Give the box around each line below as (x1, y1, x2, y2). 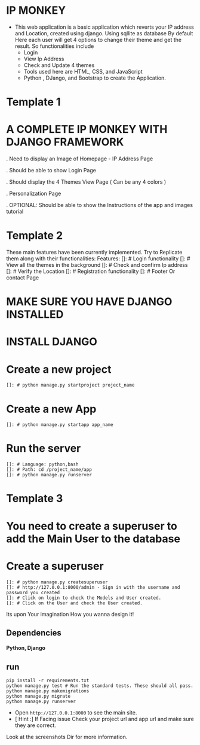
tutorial (6, 208, 24, 215)
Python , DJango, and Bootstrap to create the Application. (23, 74, 166, 81)
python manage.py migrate (6, 694, 70, 700)
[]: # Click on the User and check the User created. (6, 600, 143, 606)
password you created (6, 589, 60, 595)
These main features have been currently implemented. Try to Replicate (6, 249, 183, 256)
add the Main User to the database (6, 532, 181, 545)
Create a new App (6, 402, 97, 416)
